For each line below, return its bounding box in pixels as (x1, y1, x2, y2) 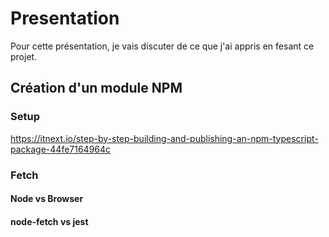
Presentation (10, 7, 120, 30)
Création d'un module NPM (10, 80, 183, 97)
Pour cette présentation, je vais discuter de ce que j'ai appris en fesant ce (10, 40, 315, 52)
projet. (10, 50, 38, 62)
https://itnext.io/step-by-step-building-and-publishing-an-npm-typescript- (10, 132, 319, 144)
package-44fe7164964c (10, 143, 112, 155)
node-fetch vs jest (10, 215, 89, 227)
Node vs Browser (10, 193, 84, 205)
